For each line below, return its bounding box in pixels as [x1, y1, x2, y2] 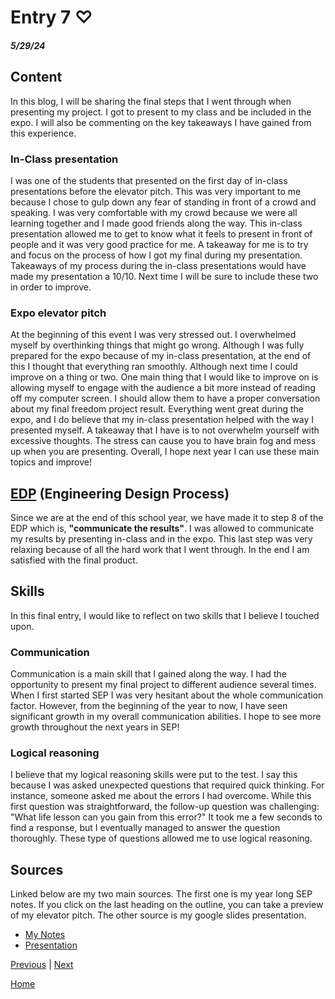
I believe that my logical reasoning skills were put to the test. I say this [10, 769, 298, 781]
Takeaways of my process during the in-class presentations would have [10, 259, 307, 271]
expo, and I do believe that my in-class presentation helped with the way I [10, 414, 314, 426]
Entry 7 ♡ [10, 6, 93, 29]
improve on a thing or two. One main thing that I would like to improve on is [10, 371, 319, 383]
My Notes [24, 929, 66, 941]
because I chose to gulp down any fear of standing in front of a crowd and [10, 196, 317, 208]
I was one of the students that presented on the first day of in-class [10, 174, 288, 186]
